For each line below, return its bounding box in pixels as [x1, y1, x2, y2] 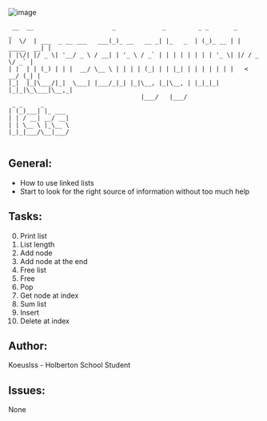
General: [8, 157, 53, 170]
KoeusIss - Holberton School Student [8, 360, 131, 370]
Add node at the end [19, 256, 88, 266]
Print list [19, 231, 48, 240]
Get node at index [19, 291, 79, 300]
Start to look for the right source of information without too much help [19, 186, 250, 196]
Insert [19, 307, 40, 317]
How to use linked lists [19, 178, 94, 187]
